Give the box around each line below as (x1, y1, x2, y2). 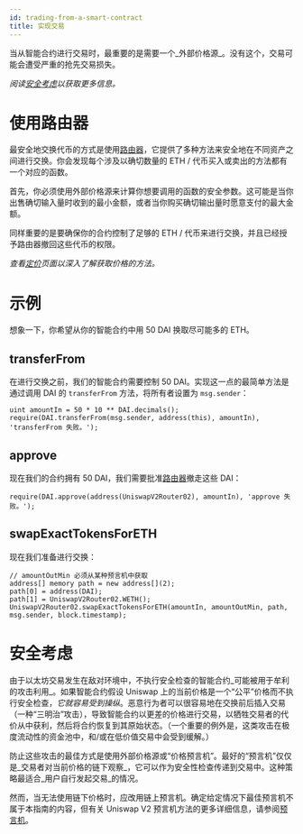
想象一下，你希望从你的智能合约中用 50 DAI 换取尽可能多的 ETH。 (9, 325, 254, 335)
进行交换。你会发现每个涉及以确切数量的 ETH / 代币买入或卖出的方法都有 (16, 155, 288, 167)
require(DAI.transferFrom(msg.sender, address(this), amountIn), (9, 414, 260, 423)
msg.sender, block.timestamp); (9, 610, 127, 619)
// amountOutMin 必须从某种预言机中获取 (9, 571, 149, 580)
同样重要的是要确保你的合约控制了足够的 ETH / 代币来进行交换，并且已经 (9, 227, 280, 239)
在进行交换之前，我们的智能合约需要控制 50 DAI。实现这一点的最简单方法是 (9, 376, 290, 388)
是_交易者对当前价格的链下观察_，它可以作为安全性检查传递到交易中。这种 (9, 761, 286, 772)
